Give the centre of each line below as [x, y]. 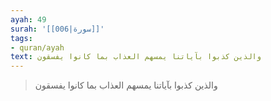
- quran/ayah [37, 47]
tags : [21, 38]
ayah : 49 [28, 19]
